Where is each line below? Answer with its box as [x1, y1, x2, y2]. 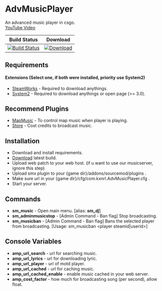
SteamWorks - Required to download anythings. [12, 85, 108, 91]
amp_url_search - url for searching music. [12, 250, 97, 256]
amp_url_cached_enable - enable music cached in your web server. [12, 271, 149, 277]
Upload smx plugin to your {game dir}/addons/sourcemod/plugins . [12, 170, 146, 176]
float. [12, 281, 23, 287]
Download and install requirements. [12, 150, 83, 156]
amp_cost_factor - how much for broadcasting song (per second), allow [12, 276, 158, 282]
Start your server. [12, 181, 47, 187]
